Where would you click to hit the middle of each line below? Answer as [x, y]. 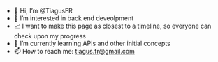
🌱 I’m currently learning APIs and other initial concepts [92, 43]
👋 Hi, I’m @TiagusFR [43, 11]
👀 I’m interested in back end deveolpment [74, 18]
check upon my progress [50, 36]
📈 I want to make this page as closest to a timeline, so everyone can [112, 26]
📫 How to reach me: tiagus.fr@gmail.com [74, 51]
